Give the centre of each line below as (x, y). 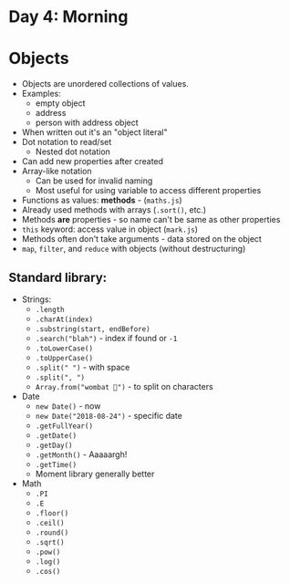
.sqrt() (50, 542)
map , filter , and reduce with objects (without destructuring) (134, 249)
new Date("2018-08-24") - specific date (109, 415)
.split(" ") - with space (83, 367)
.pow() (48, 552)
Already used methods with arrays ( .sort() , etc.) (114, 210)
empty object (60, 103)
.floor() (52, 513)
